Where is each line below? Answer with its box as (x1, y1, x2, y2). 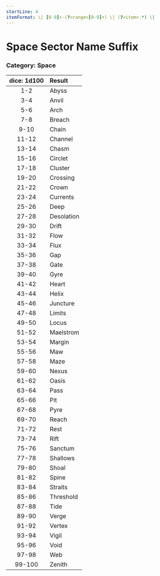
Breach (49, 115, 70, 124)
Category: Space (6, 61, 56, 69)
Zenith (49, 560, 68, 568)
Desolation (49, 212, 80, 220)
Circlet (49, 154, 68, 162)
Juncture (49, 299, 75, 307)
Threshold (49, 492, 78, 500)
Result (49, 76, 68, 84)
